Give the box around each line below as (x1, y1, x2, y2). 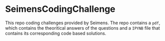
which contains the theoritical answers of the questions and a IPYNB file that (5, 25, 160, 31)
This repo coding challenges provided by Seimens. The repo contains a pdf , (5, 20, 161, 26)
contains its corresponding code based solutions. (5, 30, 107, 36)
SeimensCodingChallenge (5, 3, 116, 15)
